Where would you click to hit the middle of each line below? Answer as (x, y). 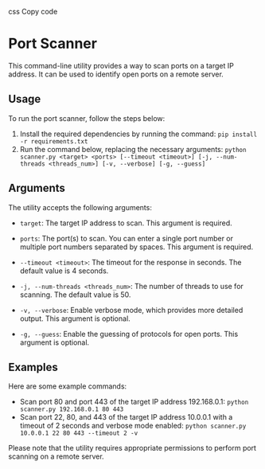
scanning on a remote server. (57, 456)
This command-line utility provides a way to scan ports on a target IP (121, 65)
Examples (33, 367)
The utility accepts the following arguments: (80, 207)
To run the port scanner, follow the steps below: (87, 118)
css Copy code (33, 12)
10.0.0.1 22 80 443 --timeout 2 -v (79, 433)
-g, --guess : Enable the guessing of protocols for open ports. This (129, 334)
